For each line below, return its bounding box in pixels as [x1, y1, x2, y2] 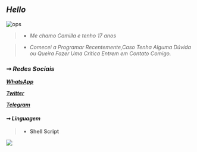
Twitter [6, 90, 25, 97]
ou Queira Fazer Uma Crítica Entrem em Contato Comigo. [29, 50, 171, 57]
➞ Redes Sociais [6, 65, 55, 73]
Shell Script [29, 128, 60, 135]
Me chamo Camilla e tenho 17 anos [29, 32, 117, 39]
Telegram [6, 101, 31, 109]
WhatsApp [6, 78, 34, 85]
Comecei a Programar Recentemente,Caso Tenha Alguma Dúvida [29, 43, 192, 50]
